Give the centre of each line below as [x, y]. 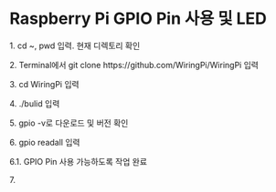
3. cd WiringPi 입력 [44, 84]
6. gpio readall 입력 [45, 142]
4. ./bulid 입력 [35, 103]
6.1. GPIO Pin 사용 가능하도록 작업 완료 [79, 161]
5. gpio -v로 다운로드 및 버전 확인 [69, 123]
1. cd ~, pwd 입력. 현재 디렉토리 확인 [75, 45]
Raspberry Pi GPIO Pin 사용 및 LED [138, 19]
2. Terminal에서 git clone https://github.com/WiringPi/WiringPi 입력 [134, 65]
